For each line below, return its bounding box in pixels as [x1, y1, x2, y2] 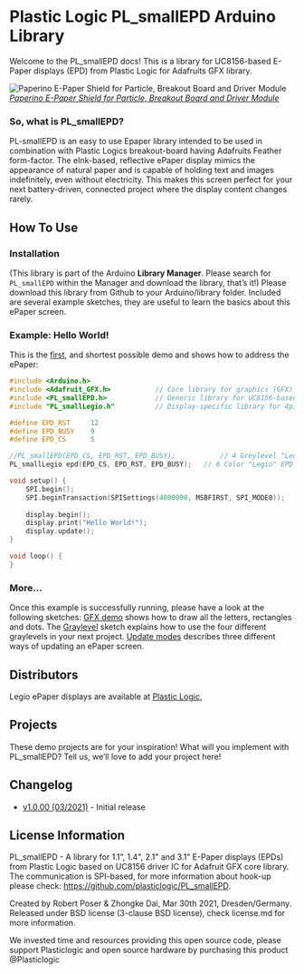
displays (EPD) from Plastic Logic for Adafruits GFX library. [33, 65, 252, 76]
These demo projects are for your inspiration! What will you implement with [9, 741, 290, 752]
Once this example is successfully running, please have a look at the [9, 602, 265, 613]
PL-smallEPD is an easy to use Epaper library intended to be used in [9, 136, 262, 147]
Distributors [9, 667, 79, 682]
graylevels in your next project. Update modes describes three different [9, 631, 276, 642]
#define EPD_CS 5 [9, 435, 95, 444]
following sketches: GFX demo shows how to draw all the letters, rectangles [9, 612, 292, 623]
